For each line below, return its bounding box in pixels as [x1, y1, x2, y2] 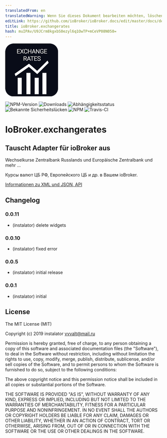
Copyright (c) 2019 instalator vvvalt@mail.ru [5, 331, 95, 337]
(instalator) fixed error [12, 246, 58, 252]
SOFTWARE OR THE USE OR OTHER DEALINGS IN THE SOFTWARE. [5, 428, 145, 434]
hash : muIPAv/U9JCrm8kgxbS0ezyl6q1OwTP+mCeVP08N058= [5, 29, 117, 34]
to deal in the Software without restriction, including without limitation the [5, 350, 155, 356]
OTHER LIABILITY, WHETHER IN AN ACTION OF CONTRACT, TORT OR [5, 418, 150, 424]
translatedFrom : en [5, 8, 46, 13]
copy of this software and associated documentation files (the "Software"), [5, 346, 159, 351]
